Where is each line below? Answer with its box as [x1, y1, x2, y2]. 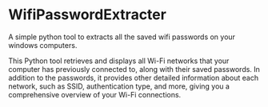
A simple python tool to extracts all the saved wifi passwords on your [8, 32, 236, 42]
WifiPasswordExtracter [8, 6, 166, 24]
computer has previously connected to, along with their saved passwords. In [8, 64, 260, 73]
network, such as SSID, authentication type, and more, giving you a [8, 81, 230, 91]
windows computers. [8, 40, 78, 50]
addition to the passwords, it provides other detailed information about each [8, 73, 258, 82]
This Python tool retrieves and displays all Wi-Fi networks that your [8, 56, 230, 65]
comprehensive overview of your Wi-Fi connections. [8, 89, 182, 99]
